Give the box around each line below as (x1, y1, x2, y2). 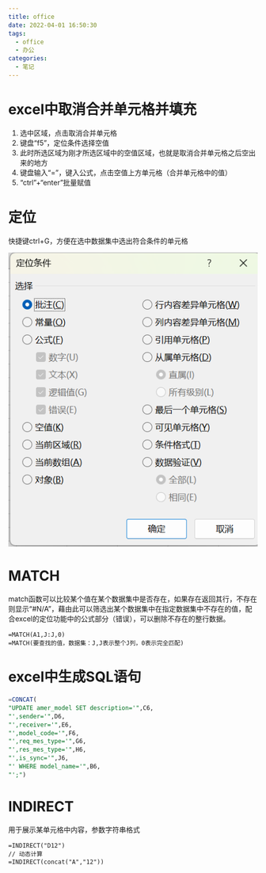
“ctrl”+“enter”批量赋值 (19, 177, 91, 187)
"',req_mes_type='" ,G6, (8, 738, 87, 745)
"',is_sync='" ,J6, (8, 754, 69, 762)
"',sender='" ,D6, (8, 712, 66, 720)
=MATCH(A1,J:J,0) (8, 631, 66, 639)
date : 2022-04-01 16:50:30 (8, 21, 97, 29)
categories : (8, 55, 47, 63)
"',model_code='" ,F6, (8, 729, 80, 737)
